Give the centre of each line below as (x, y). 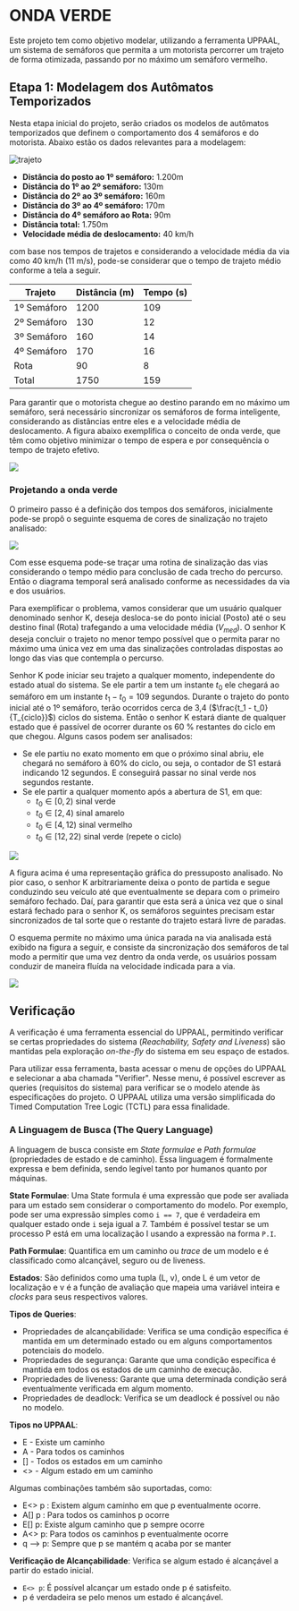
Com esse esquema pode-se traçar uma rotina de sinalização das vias (139, 563)
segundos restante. (58, 782)
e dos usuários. (37, 591)
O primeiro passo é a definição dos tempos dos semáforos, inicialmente (141, 509)
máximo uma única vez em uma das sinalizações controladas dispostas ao (146, 648)
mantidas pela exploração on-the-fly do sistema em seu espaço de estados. (149, 1052)
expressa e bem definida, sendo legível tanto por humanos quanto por (138, 1168)
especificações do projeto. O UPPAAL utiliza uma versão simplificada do (142, 1097)
